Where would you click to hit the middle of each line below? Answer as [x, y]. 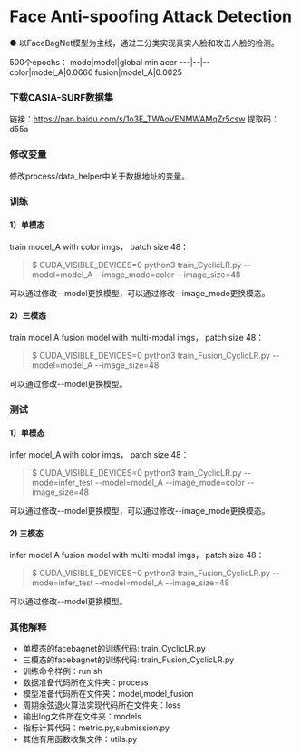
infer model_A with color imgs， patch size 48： [99, 454]
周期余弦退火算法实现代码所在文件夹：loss [102, 705]
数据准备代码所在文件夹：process [85, 682]
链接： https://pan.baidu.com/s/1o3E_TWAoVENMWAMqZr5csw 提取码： [144, 119]
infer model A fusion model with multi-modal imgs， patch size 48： [137, 555]
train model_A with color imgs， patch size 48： [99, 246]
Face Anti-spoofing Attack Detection [151, 17]
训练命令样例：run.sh [62, 671]
